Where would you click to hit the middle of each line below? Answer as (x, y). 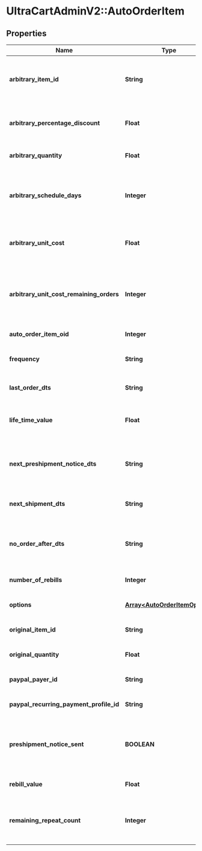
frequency (25, 359)
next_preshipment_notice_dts (53, 464)
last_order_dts (30, 388)
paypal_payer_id (34, 679)
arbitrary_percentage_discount (55, 123)
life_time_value (31, 420)
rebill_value (26, 784)
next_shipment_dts (37, 504)
